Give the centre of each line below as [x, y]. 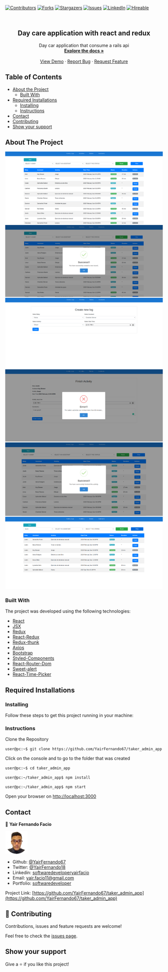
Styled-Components [33, 658]
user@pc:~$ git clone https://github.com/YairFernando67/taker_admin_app [84, 749]
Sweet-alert [24, 669]
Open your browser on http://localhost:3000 [51, 796]
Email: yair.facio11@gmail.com [43, 878]
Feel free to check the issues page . [41, 936]
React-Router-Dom [32, 664]
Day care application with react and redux [84, 33]
